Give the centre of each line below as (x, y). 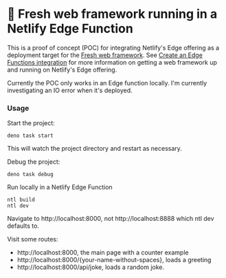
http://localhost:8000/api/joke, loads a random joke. (91, 267)
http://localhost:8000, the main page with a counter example (103, 253)
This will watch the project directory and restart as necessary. (94, 149)
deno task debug (30, 175)
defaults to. (23, 226)
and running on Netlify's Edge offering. (62, 69)
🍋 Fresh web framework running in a (112, 14)
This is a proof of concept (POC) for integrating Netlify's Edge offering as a (113, 47)
